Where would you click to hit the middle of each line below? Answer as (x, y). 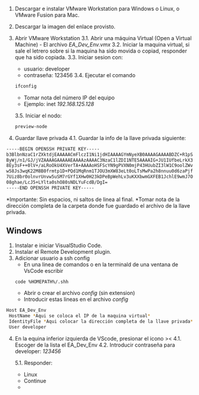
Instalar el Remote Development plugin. (63, 251)
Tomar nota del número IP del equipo (69, 98)
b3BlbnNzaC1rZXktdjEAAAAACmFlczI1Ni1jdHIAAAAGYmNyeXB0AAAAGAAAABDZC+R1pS (100, 154)
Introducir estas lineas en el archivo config (76, 299)
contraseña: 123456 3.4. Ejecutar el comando (80, 75)
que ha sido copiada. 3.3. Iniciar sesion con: (69, 57)
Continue (35, 381)
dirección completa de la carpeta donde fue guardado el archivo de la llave (98, 205)
